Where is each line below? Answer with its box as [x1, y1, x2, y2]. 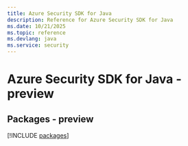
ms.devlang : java [7, 36, 57, 42]
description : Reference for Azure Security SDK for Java [7, 16, 174, 23]
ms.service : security [7, 42, 69, 49]
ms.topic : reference [7, 29, 67, 36]
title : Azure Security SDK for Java [7, 10, 112, 17]
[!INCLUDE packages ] [7, 132, 69, 139]
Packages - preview [7, 113, 94, 125]
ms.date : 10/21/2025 [7, 23, 67, 29]
